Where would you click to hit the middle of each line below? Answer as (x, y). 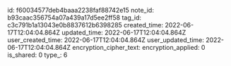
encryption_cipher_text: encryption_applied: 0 (139, 47)
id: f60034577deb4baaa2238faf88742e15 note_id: (81, 10)
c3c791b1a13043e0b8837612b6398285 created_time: (85, 25)
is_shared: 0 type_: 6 (37, 55)
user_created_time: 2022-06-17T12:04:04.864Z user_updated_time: (106, 40)
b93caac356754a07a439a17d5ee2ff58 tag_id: (75, 18)
